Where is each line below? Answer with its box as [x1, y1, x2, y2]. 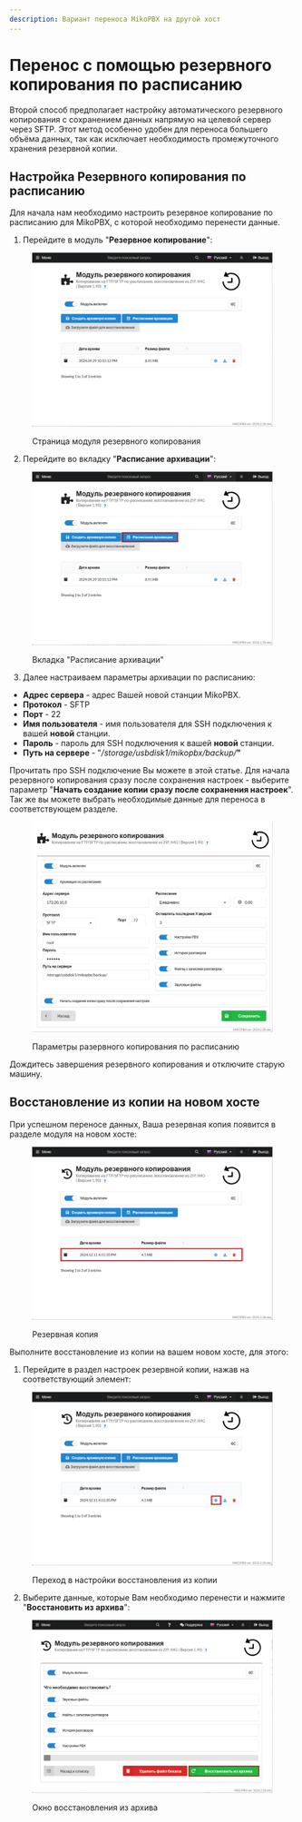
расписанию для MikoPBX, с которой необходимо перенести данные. [9, 217, 281, 228]
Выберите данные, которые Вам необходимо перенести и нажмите [22, 1591, 286, 1602]
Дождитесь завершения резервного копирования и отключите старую [9, 1059, 286, 1069]
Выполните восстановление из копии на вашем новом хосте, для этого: [9, 1346, 288, 1357]
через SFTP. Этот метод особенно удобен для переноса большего [9, 123, 268, 134]
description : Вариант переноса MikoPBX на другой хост [9, 15, 221, 24]
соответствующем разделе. [9, 803, 118, 814]
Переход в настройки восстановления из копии [32, 1574, 218, 1585]
